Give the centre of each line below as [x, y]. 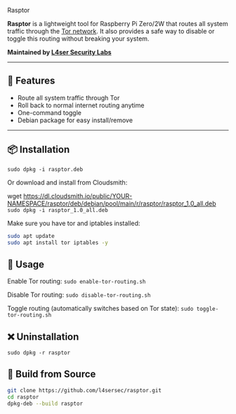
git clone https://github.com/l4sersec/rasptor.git [84, 390]
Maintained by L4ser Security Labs [59, 52]
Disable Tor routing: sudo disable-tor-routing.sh [79, 295]
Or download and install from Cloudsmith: [67, 182]
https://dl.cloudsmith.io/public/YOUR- [78, 196]
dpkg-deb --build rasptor [45, 403]
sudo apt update [31, 236]
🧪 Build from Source [52, 374]
